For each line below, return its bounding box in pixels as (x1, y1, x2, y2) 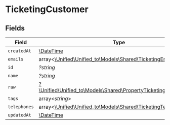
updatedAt (8, 112, 31, 118)
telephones (8, 104, 34, 110)
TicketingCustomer (5, 4, 89, 15)
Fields (5, 24, 25, 33)
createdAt (8, 48, 31, 54)
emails (8, 56, 24, 62)
